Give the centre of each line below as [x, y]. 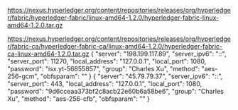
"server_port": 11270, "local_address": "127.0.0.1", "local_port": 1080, [107, 61]
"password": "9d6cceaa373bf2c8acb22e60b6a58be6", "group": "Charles [115, 91]
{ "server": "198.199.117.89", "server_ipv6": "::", [159, 54]
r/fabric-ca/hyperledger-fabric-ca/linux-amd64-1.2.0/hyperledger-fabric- [115, 46]
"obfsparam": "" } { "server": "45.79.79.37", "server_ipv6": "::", [131, 76]
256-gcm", [23, 76]
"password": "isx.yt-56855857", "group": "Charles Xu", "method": [104, 69]
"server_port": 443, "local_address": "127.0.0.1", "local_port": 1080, [105, 84]
